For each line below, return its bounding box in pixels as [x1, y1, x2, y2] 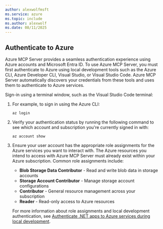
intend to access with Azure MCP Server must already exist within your [12, 152, 155, 159]
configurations [19, 183, 49, 188]
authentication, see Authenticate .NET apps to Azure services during [12, 213, 150, 219]
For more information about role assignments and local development [12, 208, 150, 214]
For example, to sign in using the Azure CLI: [12, 101, 100, 107]
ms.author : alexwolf [5, 21, 47, 26]
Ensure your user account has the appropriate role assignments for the [12, 142, 155, 148]
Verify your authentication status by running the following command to [12, 119, 154, 125]
